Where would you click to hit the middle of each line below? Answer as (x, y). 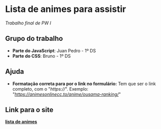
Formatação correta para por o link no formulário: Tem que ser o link (84, 84)
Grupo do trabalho (34, 39)
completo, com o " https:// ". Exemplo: (50, 89)
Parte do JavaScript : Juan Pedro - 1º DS (54, 50)
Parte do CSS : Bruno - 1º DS (41, 56)
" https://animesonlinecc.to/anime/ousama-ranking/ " (67, 94)
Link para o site (29, 110)
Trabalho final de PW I (28, 23)
